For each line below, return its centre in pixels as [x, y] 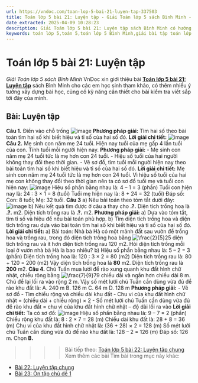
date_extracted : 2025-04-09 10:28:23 [53, 22]
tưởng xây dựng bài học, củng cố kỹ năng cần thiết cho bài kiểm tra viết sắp [98, 92]
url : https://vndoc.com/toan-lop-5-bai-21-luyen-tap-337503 [82, 12]
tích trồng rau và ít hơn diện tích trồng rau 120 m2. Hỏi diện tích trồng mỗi [95, 244]
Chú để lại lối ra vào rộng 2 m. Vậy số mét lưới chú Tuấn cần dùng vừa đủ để [99, 281]
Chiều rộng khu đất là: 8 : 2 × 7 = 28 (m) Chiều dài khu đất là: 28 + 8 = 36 [95, 319]
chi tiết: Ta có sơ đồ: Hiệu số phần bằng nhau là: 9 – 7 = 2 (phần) [97, 313]
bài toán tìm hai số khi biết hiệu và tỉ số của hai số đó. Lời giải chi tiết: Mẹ [95, 168]
